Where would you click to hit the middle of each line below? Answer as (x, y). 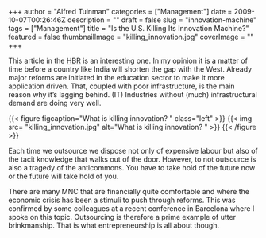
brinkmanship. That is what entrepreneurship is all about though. (114, 225)
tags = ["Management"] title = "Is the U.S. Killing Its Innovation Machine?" (129, 28)
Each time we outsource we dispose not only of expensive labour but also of (133, 151)
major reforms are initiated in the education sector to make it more (116, 78)
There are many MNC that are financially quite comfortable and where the (129, 191)
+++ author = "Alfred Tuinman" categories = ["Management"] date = (120, 12)
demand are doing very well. (55, 103)
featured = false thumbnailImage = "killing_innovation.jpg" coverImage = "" (131, 37)
